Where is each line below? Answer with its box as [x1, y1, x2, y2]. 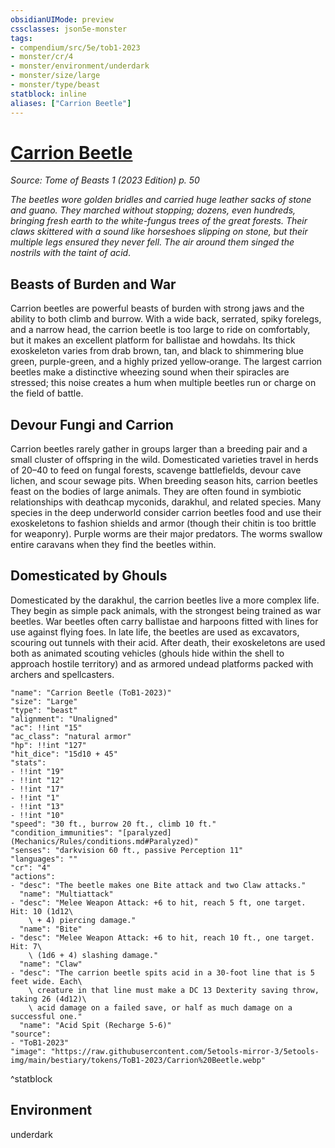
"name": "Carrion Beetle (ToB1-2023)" [10, 687, 172, 698]
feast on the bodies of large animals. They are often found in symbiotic [10, 486, 302, 498]
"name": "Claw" [19, 959, 83, 969]
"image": [10, 1046, 47, 1056]
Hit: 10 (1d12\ [10, 906, 74, 916]
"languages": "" [10, 854, 78, 864]
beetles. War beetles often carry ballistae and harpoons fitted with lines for [10, 615, 319, 627]
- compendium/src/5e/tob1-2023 [10, 42, 141, 53]
